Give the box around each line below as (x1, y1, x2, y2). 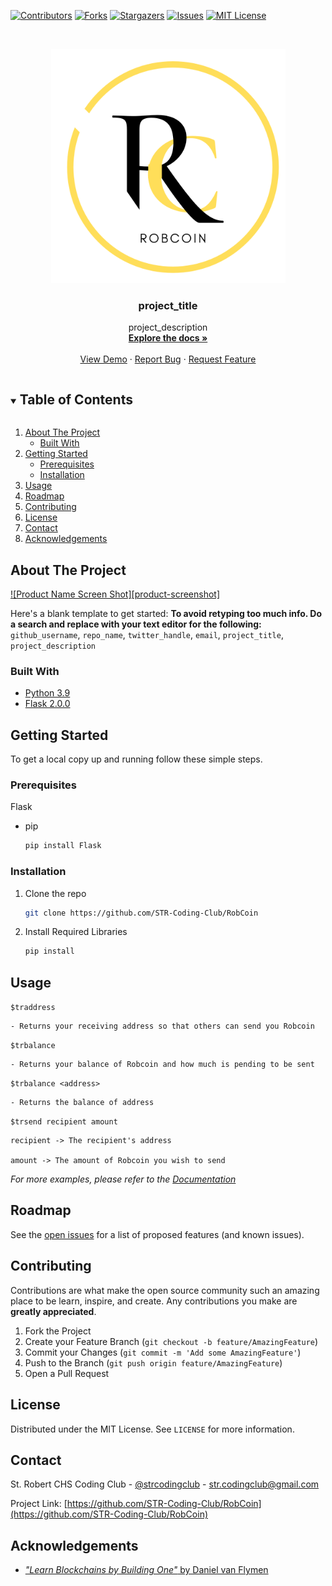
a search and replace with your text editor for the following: (10, 618, 262, 630)
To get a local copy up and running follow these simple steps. (10, 753, 263, 765)
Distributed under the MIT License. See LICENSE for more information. (10, 1423, 295, 1435)
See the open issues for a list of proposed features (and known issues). (10, 1228, 305, 1240)
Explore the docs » (128, 332, 208, 344)
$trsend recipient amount (10, 1117, 118, 1127)
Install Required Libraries (24, 926, 128, 938)
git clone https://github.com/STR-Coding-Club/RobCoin (24, 908, 259, 918)
